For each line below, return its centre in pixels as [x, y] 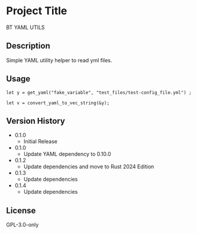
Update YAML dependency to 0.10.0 [67, 154]
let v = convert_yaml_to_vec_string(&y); [58, 103]
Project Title [37, 11]
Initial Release [41, 142]
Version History [35, 121]
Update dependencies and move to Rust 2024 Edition [89, 166]
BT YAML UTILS [26, 27]
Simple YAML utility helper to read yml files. [59, 60]
